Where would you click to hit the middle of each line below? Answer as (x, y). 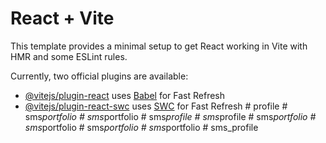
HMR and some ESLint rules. (69, 56)
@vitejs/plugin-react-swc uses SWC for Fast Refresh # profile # (156, 106)
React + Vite (62, 18)
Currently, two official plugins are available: (99, 76)
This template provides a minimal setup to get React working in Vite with (159, 46)
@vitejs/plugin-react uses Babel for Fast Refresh (125, 95)
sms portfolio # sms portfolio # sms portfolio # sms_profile (141, 127)
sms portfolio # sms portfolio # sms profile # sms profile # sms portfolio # (170, 116)
